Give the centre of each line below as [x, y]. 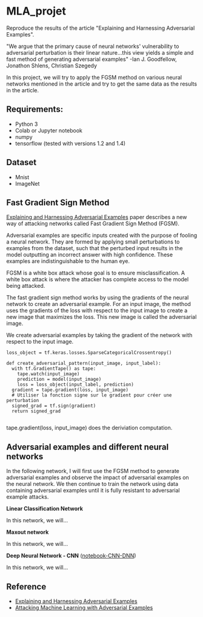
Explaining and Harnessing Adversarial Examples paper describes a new [97, 217]
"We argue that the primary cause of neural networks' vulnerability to [93, 46]
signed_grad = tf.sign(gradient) [54, 406]
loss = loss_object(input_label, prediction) [76, 385]
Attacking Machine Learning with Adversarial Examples [84, 608]
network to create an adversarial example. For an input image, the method [98, 304]
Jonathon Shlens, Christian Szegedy [52, 66]
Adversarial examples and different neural [88, 447]
